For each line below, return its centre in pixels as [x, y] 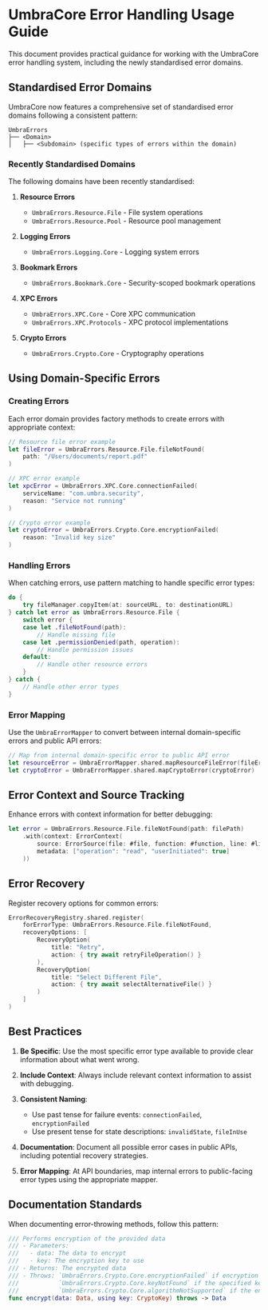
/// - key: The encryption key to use [77, 1261]
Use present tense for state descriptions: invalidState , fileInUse [139, 1131]
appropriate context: [42, 427]
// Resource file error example [62, 441]
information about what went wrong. [79, 1059]
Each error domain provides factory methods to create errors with [116, 418]
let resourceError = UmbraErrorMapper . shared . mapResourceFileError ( [124, 763]
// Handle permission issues [85, 649]
